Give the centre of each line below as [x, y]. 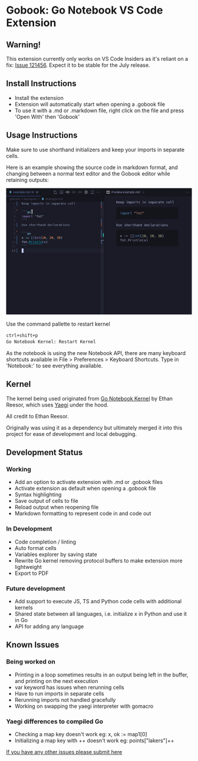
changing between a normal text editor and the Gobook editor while [88, 173]
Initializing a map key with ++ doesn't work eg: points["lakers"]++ [94, 740]
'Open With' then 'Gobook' [47, 116]
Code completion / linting [45, 542]
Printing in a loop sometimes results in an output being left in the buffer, [101, 675]
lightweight [28, 567]
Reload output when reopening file [57, 507]
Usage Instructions [42, 136]
